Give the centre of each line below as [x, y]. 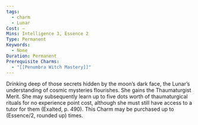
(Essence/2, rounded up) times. [45, 115]
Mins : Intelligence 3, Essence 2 [47, 34]
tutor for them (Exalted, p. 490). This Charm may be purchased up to [90, 109]
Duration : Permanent [32, 56]
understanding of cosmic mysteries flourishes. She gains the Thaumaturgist [99, 90]
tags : [13, 12]
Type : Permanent [26, 39]
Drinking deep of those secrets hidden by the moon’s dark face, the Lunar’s [98, 84]
